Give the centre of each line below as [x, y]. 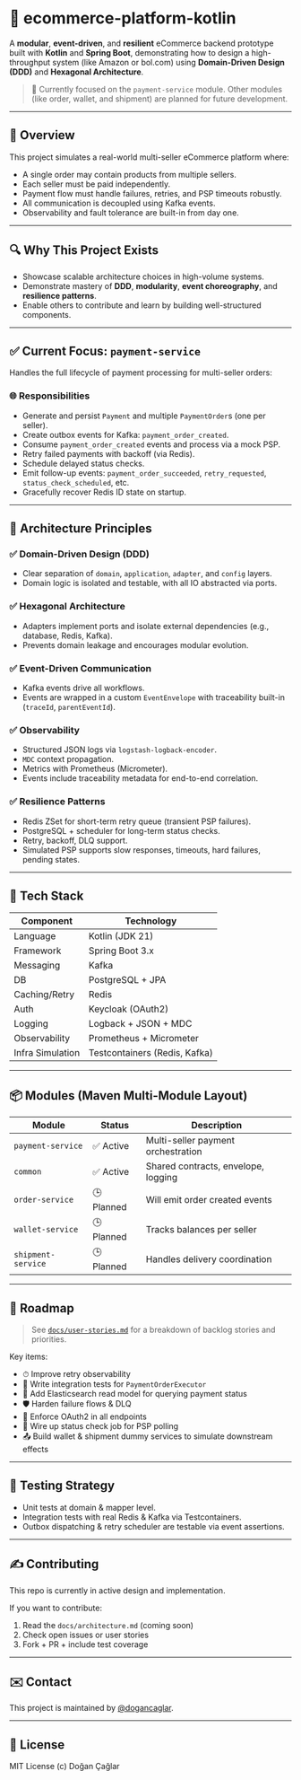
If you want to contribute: [56, 1608]
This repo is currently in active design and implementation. [117, 1590]
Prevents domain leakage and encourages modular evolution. [135, 644]
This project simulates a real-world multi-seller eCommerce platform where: [149, 157]
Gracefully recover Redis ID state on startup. [104, 492]
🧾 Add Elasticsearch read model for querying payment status [135, 1393]
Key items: [29, 1356]
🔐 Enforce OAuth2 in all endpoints [85, 1416]
